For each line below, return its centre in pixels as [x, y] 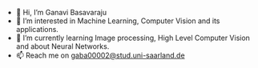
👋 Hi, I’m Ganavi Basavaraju [61, 12]
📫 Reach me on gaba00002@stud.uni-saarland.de [101, 55]
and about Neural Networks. [62, 46]
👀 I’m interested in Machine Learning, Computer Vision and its [118, 21]
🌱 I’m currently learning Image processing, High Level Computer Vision [133, 38]
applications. [37, 29]
